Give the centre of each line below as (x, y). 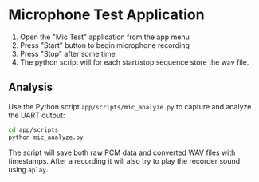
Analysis (31, 87)
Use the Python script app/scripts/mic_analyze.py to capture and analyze (130, 106)
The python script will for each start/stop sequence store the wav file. (134, 62)
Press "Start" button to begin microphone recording (104, 45)
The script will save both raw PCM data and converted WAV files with (122, 152)
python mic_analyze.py (46, 137)
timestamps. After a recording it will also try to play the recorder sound (124, 160)
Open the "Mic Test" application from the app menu (104, 37)
